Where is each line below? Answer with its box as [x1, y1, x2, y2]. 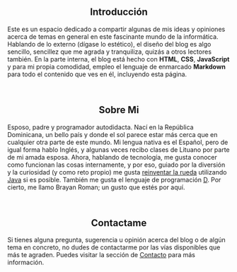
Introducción [89, 6, 149, 18]
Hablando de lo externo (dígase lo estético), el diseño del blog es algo [7, 40, 212, 48]
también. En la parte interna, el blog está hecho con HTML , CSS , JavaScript [7, 54, 230, 63]
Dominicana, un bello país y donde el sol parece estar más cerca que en [7, 130, 218, 138]
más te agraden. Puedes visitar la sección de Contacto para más [7, 251, 196, 259]
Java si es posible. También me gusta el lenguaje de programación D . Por [7, 175, 221, 184]
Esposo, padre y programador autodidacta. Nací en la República [7, 123, 194, 131]
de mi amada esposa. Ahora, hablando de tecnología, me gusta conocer [7, 153, 218, 161]
